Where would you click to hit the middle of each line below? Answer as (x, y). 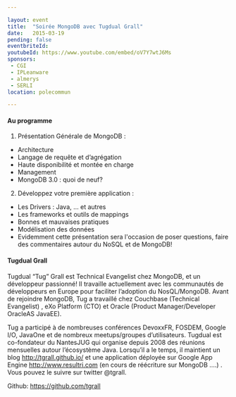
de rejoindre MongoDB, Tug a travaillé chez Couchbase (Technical (104, 298)
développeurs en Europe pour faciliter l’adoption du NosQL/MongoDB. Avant (118, 291)
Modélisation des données (56, 229)
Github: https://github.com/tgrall (54, 386)
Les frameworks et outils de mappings (73, 215)
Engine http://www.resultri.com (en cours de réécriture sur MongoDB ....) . (115, 365)
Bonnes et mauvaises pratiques (63, 222)
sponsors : (22, 59)
